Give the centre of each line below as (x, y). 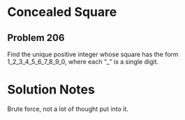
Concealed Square (62, 12)
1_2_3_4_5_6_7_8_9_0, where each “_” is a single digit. (83, 62)
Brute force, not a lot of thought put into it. (68, 109)
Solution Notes (51, 90)
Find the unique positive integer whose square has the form (93, 54)
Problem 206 (36, 38)
